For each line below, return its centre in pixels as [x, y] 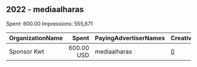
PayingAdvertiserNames [130, 38]
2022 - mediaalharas [45, 10]
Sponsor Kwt [27, 51]
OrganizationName [36, 38]
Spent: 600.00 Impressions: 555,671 [50, 23]
